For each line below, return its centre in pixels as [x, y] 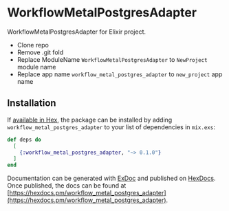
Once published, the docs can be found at [67, 186]
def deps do [24, 140]
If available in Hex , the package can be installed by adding [90, 120]
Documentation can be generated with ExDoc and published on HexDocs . [111, 178]
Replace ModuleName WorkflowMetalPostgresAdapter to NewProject [112, 59]
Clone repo [33, 45]
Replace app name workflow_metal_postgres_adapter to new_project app [120, 74]
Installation [32, 103]
